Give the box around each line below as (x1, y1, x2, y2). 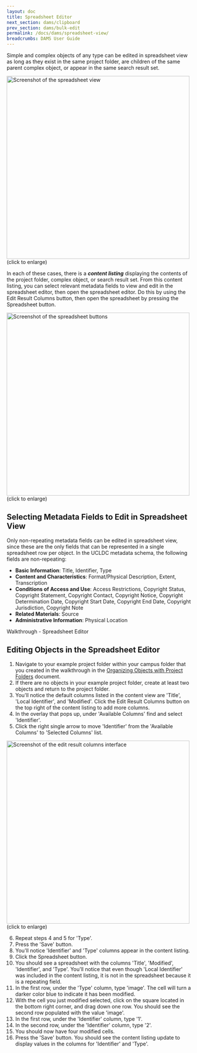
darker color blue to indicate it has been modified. (15, 990, 136, 997)
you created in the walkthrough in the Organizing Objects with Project (15, 667, 183, 674)
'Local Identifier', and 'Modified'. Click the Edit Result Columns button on (15, 698, 190, 705)
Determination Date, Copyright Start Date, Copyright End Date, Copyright (15, 598, 191, 605)
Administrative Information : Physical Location (15, 616, 128, 623)
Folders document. (15, 673, 61, 680)
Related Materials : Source (15, 610, 80, 618)
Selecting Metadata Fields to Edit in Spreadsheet (6, 512, 188, 522)
